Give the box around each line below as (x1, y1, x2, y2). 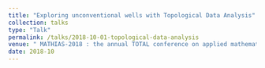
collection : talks (8, 19, 69, 27)
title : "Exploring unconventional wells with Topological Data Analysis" (8, 11, 256, 20)
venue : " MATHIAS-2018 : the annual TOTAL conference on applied (8, 41, 227, 48)
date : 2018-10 (8, 48, 55, 55)
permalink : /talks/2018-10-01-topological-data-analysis (8, 33, 200, 41)
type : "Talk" (8, 26, 51, 34)
